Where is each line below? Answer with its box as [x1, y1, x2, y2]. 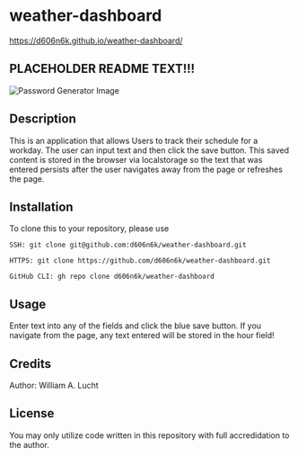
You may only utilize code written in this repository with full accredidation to [9, 429, 290, 441]
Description [9, 112, 76, 127]
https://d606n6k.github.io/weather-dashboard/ [9, 35, 183, 46]
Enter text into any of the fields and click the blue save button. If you [9, 320, 262, 331]
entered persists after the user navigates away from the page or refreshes [9, 164, 283, 175]
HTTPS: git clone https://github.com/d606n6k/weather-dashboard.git [9, 256, 271, 265]
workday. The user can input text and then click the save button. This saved [9, 145, 290, 156]
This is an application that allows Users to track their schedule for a [9, 135, 259, 146]
